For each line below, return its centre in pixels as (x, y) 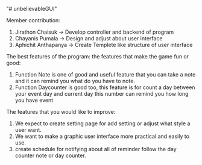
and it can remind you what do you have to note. (75, 81)
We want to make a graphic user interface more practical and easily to (102, 136)
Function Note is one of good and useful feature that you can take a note (105, 74)
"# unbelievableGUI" (32, 9)
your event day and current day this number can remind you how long (102, 94)
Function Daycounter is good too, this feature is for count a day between (105, 87)
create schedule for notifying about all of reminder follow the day (96, 149)
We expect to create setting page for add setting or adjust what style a (103, 123)
